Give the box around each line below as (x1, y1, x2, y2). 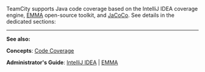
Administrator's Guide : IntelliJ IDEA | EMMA (6, 59, 118, 66)
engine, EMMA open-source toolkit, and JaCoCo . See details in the (6, 11, 175, 19)
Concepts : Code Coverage (6, 47, 74, 54)
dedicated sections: (6, 18, 56, 25)
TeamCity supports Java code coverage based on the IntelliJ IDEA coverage (6, 5, 198, 12)
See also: (6, 36, 31, 42)
